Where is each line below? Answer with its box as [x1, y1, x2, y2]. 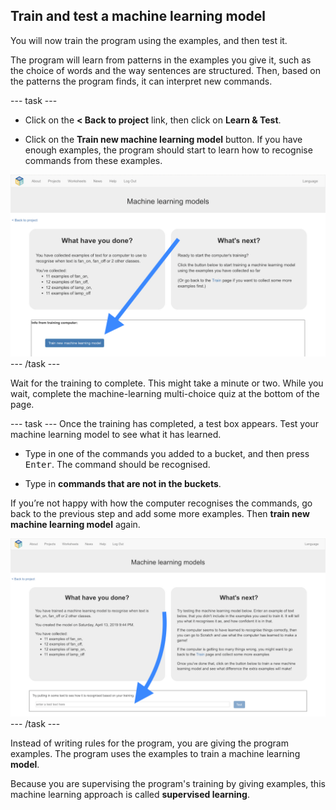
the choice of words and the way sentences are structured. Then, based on [10, 64, 322, 76]
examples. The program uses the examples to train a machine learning [10, 747, 301, 759]
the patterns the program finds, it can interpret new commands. [10, 75, 273, 87]
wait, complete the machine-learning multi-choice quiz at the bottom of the [10, 388, 320, 400]
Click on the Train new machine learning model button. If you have [24, 133, 303, 145]
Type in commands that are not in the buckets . [24, 478, 222, 490]
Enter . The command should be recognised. [24, 459, 211, 471]
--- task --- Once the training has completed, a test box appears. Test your [10, 418, 319, 430]
